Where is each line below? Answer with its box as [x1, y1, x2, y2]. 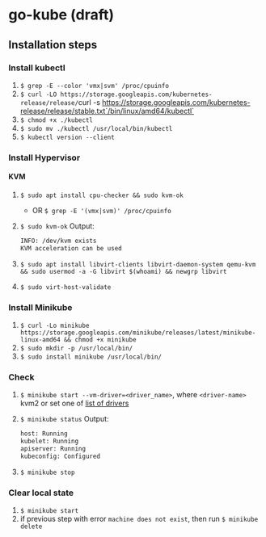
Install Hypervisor [8, 152, 81, 163]
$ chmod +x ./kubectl [19, 115, 93, 124]
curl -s [78, 97, 101, 107]
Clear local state [8, 487, 74, 498]
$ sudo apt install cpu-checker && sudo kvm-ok [19, 191, 184, 199]
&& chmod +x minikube [63, 336, 137, 344]
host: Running [19, 430, 68, 438]
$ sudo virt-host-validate [19, 283, 112, 292]
